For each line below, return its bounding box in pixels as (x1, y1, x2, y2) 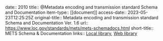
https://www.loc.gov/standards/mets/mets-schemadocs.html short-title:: (5, 25, 154, 31)
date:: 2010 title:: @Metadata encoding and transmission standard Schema (5, 4, 158, 10)
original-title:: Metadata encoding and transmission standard (34, 15, 159, 20)
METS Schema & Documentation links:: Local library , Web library (5, 31, 138, 36)
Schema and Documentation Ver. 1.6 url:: (5, 20, 88, 26)
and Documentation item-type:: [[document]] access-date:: (5, 9, 127, 15)
